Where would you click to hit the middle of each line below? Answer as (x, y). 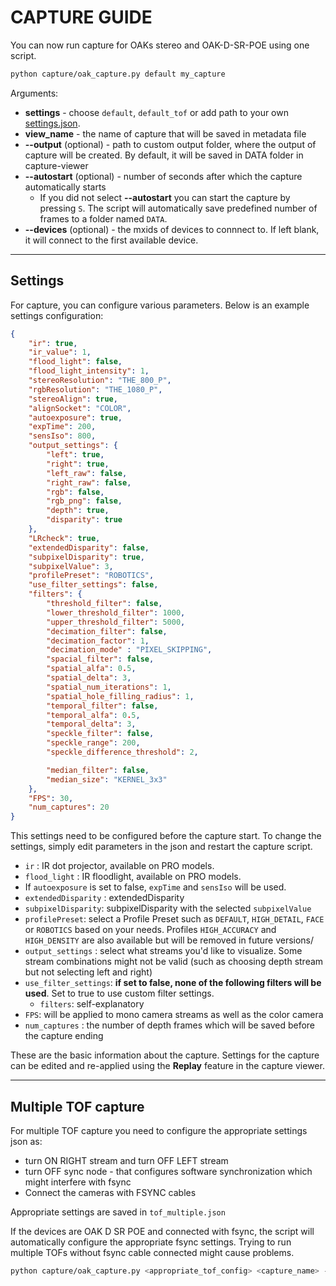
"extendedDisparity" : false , (89, 547)
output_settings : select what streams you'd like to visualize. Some (163, 951)
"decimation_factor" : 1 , (98, 641)
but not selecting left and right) (88, 972)
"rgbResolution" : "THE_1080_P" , (95, 389)
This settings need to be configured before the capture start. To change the (166, 836)
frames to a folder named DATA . (103, 218)
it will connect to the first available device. (111, 240)
